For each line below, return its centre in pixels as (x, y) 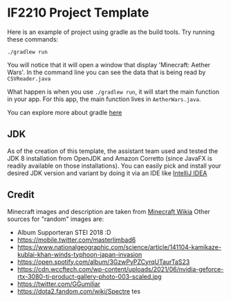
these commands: (33, 39)
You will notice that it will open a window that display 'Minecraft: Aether (109, 64)
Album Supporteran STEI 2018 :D (64, 232)
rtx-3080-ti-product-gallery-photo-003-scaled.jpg (89, 276)
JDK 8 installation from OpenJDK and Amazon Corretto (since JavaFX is (110, 158)
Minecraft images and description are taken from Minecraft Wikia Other (109, 211)
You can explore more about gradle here (65, 112)
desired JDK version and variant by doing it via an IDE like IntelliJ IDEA (107, 173)
